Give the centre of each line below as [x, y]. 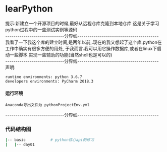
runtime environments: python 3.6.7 [44, 77]
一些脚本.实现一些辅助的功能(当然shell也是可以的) [61, 55]
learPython [29, 9]
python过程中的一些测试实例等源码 [41, 29]
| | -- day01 [20, 145]
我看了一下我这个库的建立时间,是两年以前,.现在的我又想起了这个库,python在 [84, 42]
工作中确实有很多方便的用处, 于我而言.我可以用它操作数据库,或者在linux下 [81, 48]
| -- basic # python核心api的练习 [50, 140]
